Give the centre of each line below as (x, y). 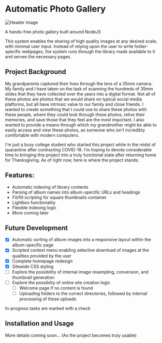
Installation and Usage (39, 324)
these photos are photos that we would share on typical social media (74, 99)
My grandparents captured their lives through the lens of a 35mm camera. (79, 83)
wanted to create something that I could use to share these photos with (76, 109)
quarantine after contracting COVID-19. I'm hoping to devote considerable (79, 149)
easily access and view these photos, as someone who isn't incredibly (75, 130)
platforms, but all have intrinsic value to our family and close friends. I (74, 104)
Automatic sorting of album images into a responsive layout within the (81, 240)
